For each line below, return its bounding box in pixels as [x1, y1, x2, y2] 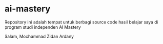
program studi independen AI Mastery [4, 24, 81, 30]
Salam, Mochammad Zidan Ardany [4, 33, 74, 39]
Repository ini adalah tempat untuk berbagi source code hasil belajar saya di [4, 19, 158, 25]
